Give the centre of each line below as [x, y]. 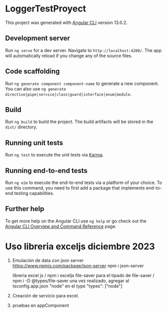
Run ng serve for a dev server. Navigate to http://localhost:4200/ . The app [83, 50]
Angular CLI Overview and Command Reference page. [61, 226]
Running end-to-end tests [46, 170]
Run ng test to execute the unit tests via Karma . [54, 155]
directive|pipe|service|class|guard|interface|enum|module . [68, 94]
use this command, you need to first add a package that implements [75, 188]
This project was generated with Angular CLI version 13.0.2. [67, 22]
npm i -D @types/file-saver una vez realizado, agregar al [71, 280]
